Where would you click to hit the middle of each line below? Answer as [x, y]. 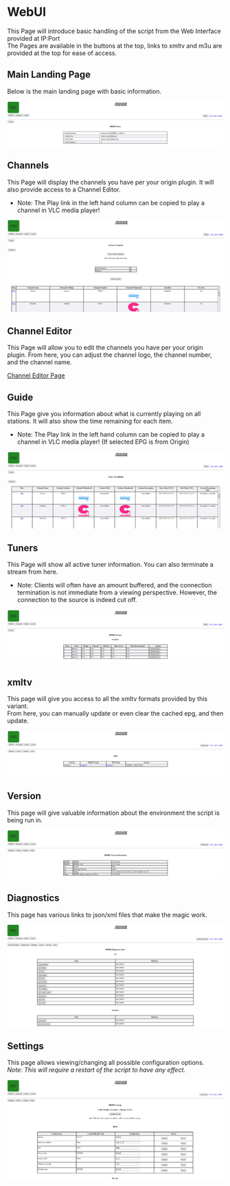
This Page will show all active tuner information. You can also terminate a [111, 565]
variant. [18, 706]
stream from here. [33, 572]
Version [24, 796]
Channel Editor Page [36, 375]
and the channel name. [39, 362]
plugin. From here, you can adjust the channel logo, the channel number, [110, 355]
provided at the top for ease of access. [62, 53]
